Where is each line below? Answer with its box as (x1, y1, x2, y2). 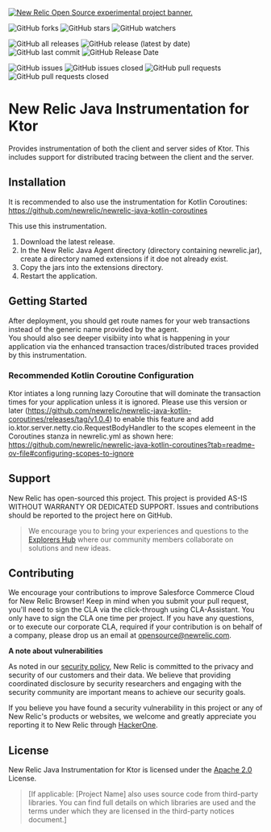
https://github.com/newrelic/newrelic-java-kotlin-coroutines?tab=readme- (8, 439, 256, 449)
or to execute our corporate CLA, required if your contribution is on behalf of (8, 622, 263, 632)
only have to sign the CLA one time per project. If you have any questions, (8, 614, 254, 623)
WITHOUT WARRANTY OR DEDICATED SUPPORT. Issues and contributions (8, 501, 260, 511)
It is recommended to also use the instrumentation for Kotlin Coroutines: (8, 197, 248, 206)
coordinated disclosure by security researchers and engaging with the (8, 679, 242, 688)
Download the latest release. (19, 236, 115, 246)
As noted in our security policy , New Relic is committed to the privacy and (8, 662, 254, 672)
